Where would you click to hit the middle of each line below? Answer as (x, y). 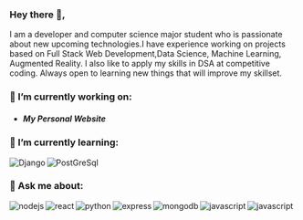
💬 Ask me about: (47, 186)
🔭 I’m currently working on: (71, 97)
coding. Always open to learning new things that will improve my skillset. (146, 73)
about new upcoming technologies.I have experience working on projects (147, 44)
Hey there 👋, (37, 15)
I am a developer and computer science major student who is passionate (146, 35)
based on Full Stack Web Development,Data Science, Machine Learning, (146, 54)
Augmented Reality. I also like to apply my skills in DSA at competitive (140, 64)
